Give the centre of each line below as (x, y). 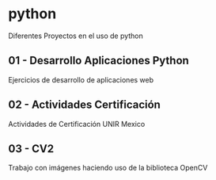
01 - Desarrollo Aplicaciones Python (99, 61)
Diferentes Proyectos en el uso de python (76, 36)
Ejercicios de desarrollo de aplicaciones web (81, 79)
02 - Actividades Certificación (84, 105)
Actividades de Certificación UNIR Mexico (77, 124)
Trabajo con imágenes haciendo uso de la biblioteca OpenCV (108, 168)
